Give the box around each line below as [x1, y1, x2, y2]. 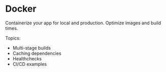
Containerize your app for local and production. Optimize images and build [5, 20, 161, 26]
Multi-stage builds [12, 45, 51, 51]
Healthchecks [12, 55, 42, 61]
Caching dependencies [12, 50, 62, 56]
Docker [5, 3, 37, 15]
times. [5, 25, 18, 31]
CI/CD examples [12, 61, 47, 67]
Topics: [5, 35, 21, 41]
